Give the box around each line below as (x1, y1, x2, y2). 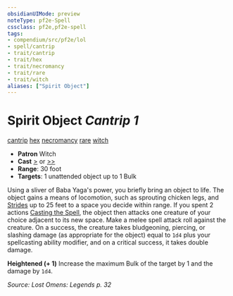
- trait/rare (7, 69, 46, 76)
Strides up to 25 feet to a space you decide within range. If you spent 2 (7, 201, 213, 209)
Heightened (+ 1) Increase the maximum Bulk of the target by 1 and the (7, 259, 213, 268)
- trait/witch (7, 75, 49, 83)
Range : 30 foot (17, 165, 62, 173)
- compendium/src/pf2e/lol (7, 37, 87, 44)
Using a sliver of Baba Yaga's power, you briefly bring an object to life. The (7, 186, 225, 195)
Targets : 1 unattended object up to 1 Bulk (17, 172, 137, 180)
